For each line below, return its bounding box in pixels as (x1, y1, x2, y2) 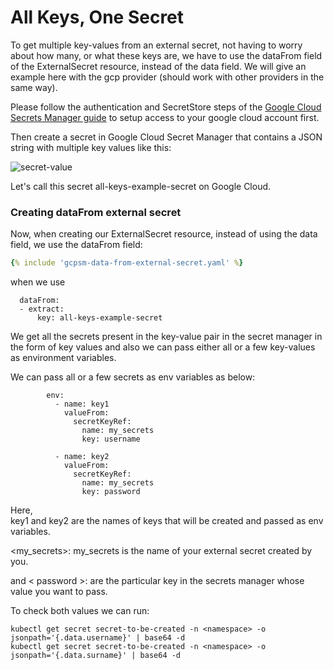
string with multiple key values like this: (10, 141, 172, 153)
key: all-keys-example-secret (36, 313, 163, 323)
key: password (81, 487, 141, 497)
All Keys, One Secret (10, 6, 185, 29)
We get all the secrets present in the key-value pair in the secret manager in (10, 331, 323, 343)
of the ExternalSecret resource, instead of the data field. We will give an (10, 60, 307, 72)
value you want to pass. (10, 586, 108, 598)
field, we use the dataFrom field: (10, 239, 143, 251)
